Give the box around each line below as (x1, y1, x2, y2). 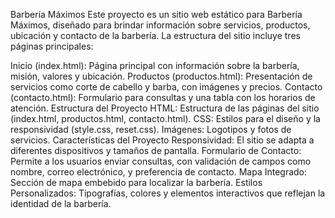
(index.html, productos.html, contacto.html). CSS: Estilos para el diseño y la (10, 113, 321, 124)
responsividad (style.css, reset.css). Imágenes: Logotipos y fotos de (10, 124, 292, 135)
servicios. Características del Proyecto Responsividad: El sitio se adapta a (10, 134, 315, 146)
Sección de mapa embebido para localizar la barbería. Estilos (10, 177, 263, 188)
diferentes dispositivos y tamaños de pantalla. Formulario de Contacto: (10, 145, 302, 156)
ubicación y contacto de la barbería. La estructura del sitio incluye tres (10, 30, 301, 41)
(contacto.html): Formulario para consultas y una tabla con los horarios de (10, 92, 316, 103)
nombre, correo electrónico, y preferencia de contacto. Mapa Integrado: (10, 166, 308, 178)
